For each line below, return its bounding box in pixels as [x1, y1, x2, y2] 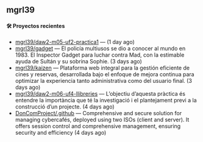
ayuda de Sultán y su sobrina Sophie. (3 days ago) [15, 57, 142, 65]
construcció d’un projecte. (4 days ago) [15, 103, 115, 110]
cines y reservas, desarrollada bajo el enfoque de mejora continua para [15, 70, 194, 78]
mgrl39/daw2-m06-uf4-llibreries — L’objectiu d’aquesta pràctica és [15, 90, 186, 97]
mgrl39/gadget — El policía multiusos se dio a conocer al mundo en [15, 44, 186, 52]
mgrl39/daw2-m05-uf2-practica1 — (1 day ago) [15, 38, 135, 45]
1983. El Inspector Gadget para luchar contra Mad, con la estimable [15, 51, 185, 59]
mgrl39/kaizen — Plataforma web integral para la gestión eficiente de [15, 64, 190, 71]
